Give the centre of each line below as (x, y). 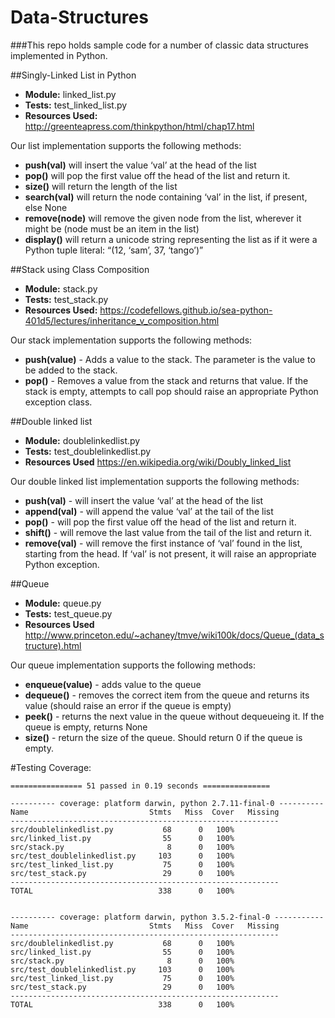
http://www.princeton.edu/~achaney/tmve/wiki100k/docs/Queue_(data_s (174, 635)
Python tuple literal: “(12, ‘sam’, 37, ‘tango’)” (114, 250)
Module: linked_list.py (70, 94)
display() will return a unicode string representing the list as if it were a (171, 239)
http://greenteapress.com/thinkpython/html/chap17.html (139, 126)
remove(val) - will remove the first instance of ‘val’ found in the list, (163, 543)
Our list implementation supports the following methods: (126, 145)
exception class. (58, 402)
